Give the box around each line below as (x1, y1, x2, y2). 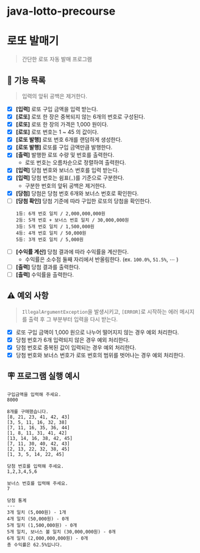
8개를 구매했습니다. (7, 408, 49, 414)
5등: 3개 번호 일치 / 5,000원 (15, 236, 84, 242)
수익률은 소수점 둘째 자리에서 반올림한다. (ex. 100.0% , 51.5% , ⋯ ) (24, 255, 179, 263)
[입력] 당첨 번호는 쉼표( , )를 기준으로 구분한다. (15, 174, 124, 181)
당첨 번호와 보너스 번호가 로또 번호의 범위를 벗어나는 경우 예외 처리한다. (15, 351, 185, 358)
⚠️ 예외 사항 (7, 291, 49, 301)
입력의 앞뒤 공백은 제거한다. (21, 92, 88, 99)
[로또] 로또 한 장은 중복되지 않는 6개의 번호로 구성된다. (15, 113, 145, 120)
